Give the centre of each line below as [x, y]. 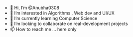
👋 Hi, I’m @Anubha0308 [35, 8]
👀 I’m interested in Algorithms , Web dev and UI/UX [62, 13]
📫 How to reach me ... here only [43, 29]
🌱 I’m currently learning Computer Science [54, 18]
